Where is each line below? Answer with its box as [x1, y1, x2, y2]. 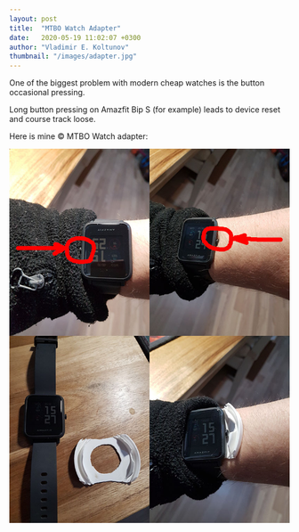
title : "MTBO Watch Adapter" [9, 23, 122, 33]
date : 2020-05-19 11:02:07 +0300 [9, 33, 141, 42]
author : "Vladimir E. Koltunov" [9, 43, 129, 52]
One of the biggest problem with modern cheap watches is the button [9, 78, 265, 88]
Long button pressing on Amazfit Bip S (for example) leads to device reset [9, 104, 280, 115]
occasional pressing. [9, 87, 85, 98]
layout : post [9, 14, 58, 23]
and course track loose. [9, 114, 96, 125]
